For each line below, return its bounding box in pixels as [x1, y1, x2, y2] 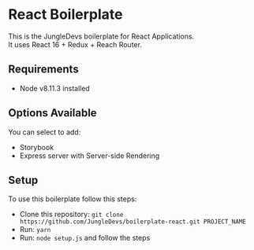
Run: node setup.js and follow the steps [19, 233, 151, 243]
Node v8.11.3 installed [19, 83, 91, 93]
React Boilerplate [8, 6, 123, 24]
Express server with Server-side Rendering [19, 151, 160, 160]
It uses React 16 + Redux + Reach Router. [8, 39, 142, 49]
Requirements [8, 63, 79, 76]
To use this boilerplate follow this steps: [8, 194, 137, 204]
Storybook [19, 142, 54, 152]
